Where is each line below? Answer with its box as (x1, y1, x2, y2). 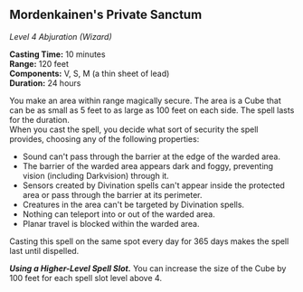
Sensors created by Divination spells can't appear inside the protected (22, 180, 285, 191)
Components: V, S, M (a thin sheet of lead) (9, 68, 170, 79)
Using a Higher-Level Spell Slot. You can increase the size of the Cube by (9, 262, 287, 274)
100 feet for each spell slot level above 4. (9, 272, 163, 283)
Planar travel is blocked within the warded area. (22, 218, 200, 229)
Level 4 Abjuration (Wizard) (9, 31, 112, 42)
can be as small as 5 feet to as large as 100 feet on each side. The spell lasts (9, 104, 295, 116)
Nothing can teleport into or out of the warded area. (22, 208, 215, 220)
